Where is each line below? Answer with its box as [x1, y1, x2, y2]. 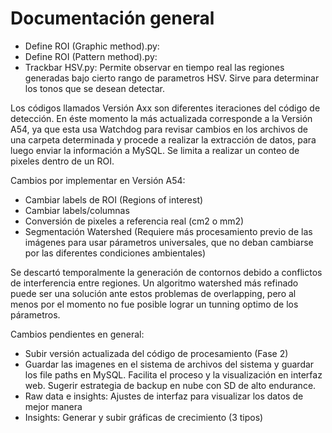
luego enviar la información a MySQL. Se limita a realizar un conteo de [10, 144, 300, 156]
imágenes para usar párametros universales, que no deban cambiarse [24, 236, 314, 248]
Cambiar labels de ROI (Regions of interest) [24, 193, 204, 206]
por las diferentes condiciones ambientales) [24, 247, 207, 259]
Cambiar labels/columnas [24, 204, 130, 216]
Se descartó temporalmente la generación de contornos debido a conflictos [10, 266, 323, 278]
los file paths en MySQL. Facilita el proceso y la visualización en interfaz [24, 368, 323, 381]
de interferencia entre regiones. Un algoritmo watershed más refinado [10, 277, 299, 289]
